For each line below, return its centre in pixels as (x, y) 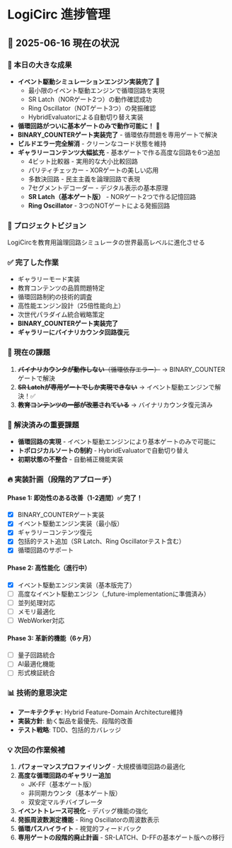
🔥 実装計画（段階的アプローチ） (62, 479)
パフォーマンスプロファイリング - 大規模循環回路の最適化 (101, 767)
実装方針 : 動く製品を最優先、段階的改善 (75, 720)
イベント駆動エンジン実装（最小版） (70, 524)
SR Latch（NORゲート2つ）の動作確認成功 (90, 99)
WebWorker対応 (41, 620)
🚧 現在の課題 (29, 353)
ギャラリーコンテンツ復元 (55, 533)
